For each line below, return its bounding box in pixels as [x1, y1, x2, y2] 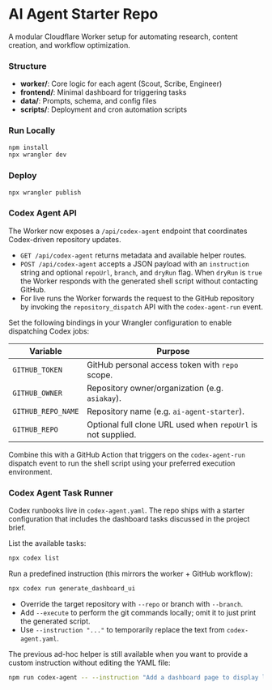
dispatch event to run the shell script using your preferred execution [8, 458, 236, 468]
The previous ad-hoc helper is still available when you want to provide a [8, 649, 249, 658]
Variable [29, 345, 62, 356]
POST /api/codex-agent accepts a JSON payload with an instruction [19, 258, 249, 268]
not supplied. [86, 428, 137, 440]
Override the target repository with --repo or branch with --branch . [19, 598, 244, 608]
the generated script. [19, 616, 91, 626]
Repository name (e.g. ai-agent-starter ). [86, 406, 245, 417]
